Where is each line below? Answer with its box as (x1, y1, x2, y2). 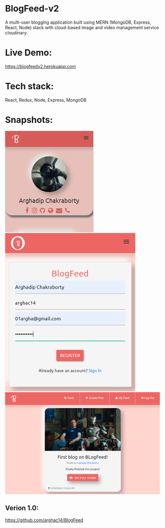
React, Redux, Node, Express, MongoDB (5, 97, 87, 103)
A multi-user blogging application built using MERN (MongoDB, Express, (5, 19, 151, 25)
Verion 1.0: (5, 504, 39, 512)
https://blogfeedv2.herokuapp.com (5, 63, 76, 69)
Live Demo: (5, 47, 52, 58)
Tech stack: (5, 81, 54, 92)
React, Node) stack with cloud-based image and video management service (5, 24, 159, 30)
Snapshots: (5, 114, 53, 125)
